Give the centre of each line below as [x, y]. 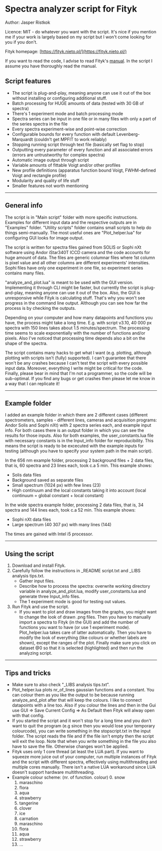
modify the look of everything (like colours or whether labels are [83, 638]
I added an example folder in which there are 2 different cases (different [76, 415]
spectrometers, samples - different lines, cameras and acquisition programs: [81, 420]
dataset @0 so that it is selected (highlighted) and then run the [81, 648]
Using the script [29, 554]
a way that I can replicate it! [32, 384]
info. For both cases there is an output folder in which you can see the [74, 431]
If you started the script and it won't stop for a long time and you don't [82, 721]
